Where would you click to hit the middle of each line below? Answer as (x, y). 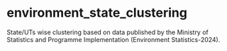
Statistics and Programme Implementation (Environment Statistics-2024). (113, 39)
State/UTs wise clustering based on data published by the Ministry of (107, 32)
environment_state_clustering (97, 13)
